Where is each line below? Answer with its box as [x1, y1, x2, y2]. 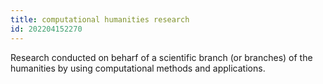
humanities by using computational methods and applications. [10, 62, 266, 74]
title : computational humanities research [10, 14, 190, 25]
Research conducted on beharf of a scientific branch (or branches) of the [10, 51, 313, 63]
